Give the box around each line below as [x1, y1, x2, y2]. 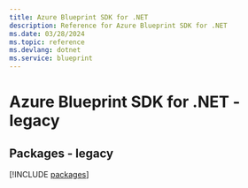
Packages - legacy [9, 146, 113, 161]
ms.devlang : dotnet [9, 46, 81, 55]
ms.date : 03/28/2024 [9, 29, 86, 38]
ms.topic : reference [9, 37, 86, 47]
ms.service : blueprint [9, 54, 93, 63]
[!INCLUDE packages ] [9, 169, 89, 179]
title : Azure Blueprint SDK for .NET [9, 12, 149, 22]
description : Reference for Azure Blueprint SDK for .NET [9, 21, 228, 30]
